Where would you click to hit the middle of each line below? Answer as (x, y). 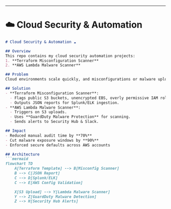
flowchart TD (19, 164)
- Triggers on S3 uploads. (38, 112)
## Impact (16, 131)
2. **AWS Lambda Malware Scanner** (43, 65)
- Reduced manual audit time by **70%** (49, 136)
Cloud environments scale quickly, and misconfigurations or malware (81, 80)
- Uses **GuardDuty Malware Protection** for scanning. (70, 117)
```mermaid (17, 159)
